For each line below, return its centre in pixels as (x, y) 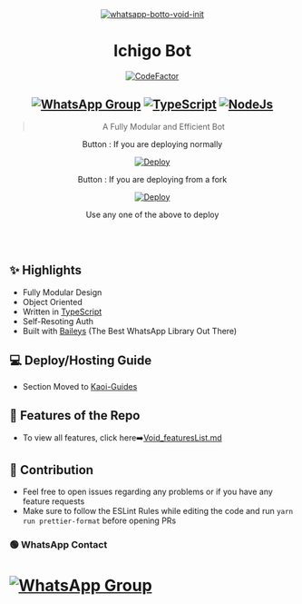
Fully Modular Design (62, 292)
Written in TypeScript (62, 312)
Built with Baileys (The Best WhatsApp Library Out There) (130, 331)
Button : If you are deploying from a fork (152, 179)
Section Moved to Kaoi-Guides (80, 387)
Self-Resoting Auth (58, 321)
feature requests (54, 501)
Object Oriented (53, 302)
